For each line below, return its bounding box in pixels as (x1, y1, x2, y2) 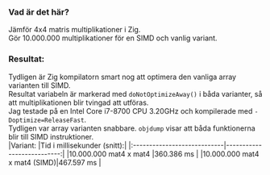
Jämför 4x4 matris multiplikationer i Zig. (8, 25, 141, 35)
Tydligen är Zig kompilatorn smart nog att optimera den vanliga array (8, 72, 236, 81)
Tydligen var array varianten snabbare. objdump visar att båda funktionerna (8, 123, 255, 133)
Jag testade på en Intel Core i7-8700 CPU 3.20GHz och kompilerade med (8, 106, 253, 115)
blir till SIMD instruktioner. (8, 131, 94, 141)
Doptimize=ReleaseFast (8, 116, 85, 124)
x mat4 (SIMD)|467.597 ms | (8, 157, 102, 167)
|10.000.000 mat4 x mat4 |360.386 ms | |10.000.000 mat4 (66, 148, 260, 159)
